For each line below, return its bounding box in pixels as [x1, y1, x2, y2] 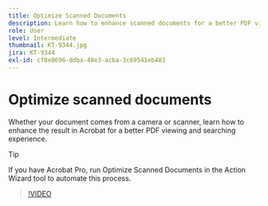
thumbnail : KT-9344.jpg [8, 42, 88, 50]
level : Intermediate [8, 34, 77, 42]
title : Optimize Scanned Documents [8, 11, 127, 20]
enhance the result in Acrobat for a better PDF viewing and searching [8, 125, 236, 135]
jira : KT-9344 [8, 49, 56, 57]
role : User [8, 26, 45, 34]
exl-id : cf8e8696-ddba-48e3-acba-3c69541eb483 [8, 57, 166, 65]
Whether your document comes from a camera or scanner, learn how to [8, 117, 245, 126]
